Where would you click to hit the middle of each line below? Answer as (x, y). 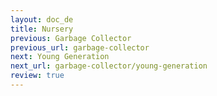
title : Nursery (42, 29)
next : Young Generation (60, 57)
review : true (37, 76)
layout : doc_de (42, 19)
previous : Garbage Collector (71, 38)
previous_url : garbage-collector (80, 47)
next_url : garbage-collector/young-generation (109, 66)
